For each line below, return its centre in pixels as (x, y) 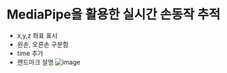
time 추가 (30, 53)
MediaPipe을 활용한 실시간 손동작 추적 (114, 15)
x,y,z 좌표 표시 (37, 35)
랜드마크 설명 (35, 62)
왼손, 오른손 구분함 (43, 44)
